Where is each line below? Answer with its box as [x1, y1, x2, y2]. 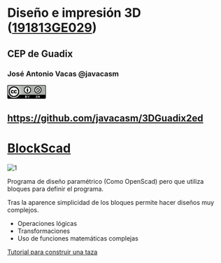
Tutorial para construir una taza [7, 248, 98, 257]
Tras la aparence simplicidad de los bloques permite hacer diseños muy [7, 198, 215, 207]
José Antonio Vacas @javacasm [7, 69, 120, 79]
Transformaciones [17, 227, 71, 236]
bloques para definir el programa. [7, 184, 104, 194]
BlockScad [7, 140, 71, 156]
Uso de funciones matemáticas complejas [17, 234, 138, 243]
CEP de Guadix [7, 48, 73, 60]
